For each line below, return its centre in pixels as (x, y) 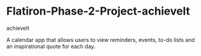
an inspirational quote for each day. (51, 46)
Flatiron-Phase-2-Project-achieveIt (98, 11)
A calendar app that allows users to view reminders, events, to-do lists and (100, 40)
